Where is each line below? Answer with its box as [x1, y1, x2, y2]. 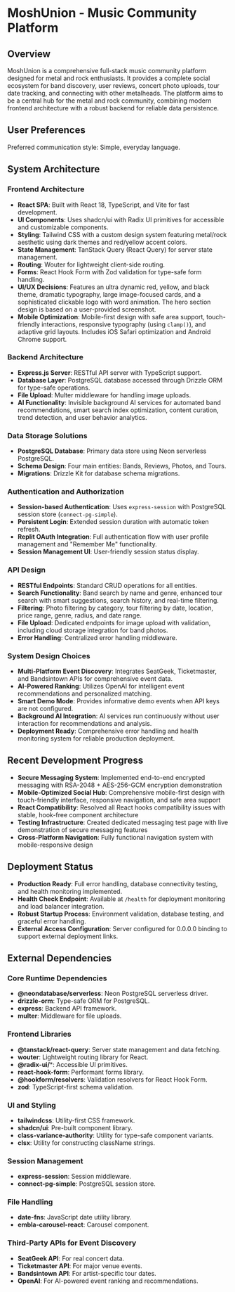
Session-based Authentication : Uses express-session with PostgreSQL [17, 503, 227, 511]
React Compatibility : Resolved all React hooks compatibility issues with [17, 803, 226, 812]
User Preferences [7, 124, 86, 136]
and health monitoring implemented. [17, 887, 123, 895]
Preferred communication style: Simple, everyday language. [7, 143, 180, 151]
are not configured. [17, 704, 74, 712]
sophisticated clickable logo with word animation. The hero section [17, 298, 211, 306]
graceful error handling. [17, 916, 86, 926]
